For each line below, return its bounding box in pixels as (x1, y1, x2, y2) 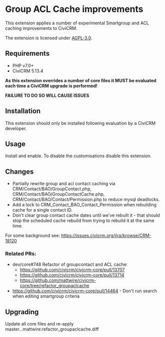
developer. (5, 125, 27, 131)
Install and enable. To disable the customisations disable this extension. (5, 153, 152, 159)
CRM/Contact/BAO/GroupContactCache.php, (12, 191, 105, 197)
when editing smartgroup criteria (12, 293, 80, 299)
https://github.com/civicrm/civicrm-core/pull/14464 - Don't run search (12, 288, 158, 294)
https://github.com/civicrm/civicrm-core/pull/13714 (19, 272, 125, 278)
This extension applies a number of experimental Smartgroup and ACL (5, 20, 149, 26)
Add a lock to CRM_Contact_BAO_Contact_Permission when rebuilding (12, 202, 157, 208)
